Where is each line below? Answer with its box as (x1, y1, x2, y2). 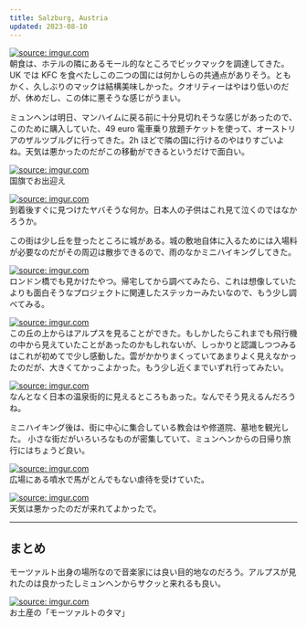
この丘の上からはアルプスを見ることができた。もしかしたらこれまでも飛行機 (9, 327, 298, 338)
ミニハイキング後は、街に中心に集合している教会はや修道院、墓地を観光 (9, 421, 281, 432)
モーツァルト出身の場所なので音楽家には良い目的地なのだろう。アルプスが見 (9, 567, 297, 578)
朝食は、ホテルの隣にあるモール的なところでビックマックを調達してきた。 (9, 58, 290, 69)
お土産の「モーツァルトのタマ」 (9, 607, 130, 618)
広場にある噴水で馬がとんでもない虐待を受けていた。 (9, 473, 210, 484)
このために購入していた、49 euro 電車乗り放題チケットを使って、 (9, 122, 257, 133)
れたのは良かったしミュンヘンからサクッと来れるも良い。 (9, 578, 226, 589)
